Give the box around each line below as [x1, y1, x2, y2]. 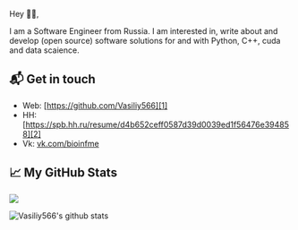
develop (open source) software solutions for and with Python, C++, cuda [9, 36, 281, 46]
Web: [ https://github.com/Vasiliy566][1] [21, 99, 168, 111]
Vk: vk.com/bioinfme [21, 138, 100, 149]
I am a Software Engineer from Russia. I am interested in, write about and [9, 26, 278, 36]
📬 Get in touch [9, 72, 96, 87]
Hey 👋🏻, [9, 9, 39, 19]
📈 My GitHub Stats [9, 166, 118, 181]
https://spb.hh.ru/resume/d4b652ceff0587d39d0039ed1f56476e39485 [25, 119, 289, 130]
